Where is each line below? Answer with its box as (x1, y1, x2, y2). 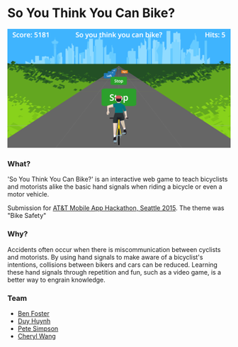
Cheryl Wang (17, 332, 57, 341)
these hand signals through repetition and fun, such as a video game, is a (7, 268, 222, 276)
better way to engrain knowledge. (7, 275, 106, 284)
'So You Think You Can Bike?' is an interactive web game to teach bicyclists (7, 175, 228, 184)
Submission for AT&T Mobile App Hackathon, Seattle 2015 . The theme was (7, 204, 225, 212)
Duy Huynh (17, 317, 51, 326)
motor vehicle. (7, 190, 50, 199)
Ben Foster (17, 309, 50, 318)
